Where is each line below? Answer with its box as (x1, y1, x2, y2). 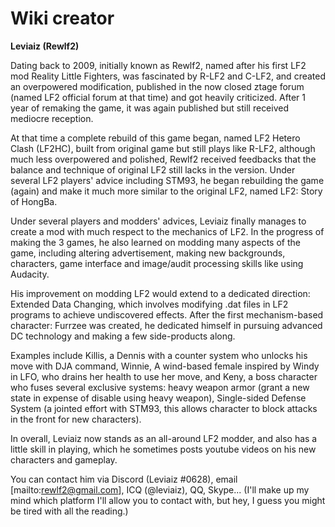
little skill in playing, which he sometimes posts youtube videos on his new (10, 443, 317, 455)
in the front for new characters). (10, 413, 142, 425)
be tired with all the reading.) (10, 505, 129, 517)
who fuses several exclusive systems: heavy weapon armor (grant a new (10, 381, 310, 393)
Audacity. (10, 268, 50, 280)
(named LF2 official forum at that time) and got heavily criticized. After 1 (10, 91, 306, 103)
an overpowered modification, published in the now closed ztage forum (10, 80, 305, 92)
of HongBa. (10, 195, 58, 207)
